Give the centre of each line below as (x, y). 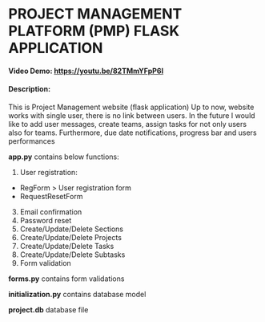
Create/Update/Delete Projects (71, 237)
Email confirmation (51, 212)
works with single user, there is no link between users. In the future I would (132, 115)
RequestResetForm (51, 196)
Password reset (46, 220)
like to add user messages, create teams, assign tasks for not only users (127, 124)
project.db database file (48, 309)
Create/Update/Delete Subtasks (72, 255)
